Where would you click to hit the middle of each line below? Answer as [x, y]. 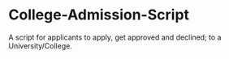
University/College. [41, 45]
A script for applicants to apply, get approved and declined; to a [115, 37]
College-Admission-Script [99, 15]
